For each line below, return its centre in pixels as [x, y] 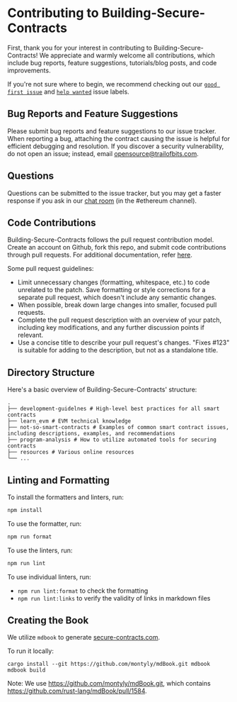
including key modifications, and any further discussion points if [111, 328]
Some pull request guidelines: [51, 269]
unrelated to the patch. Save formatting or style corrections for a [111, 290]
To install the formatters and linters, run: [65, 497]
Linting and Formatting [58, 480]
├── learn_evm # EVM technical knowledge [69, 421]
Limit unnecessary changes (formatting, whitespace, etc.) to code [114, 282]
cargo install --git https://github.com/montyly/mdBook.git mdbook [109, 664]
